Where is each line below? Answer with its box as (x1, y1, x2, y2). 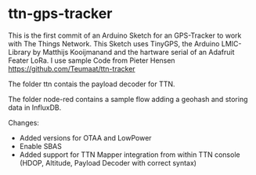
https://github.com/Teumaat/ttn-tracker (8, 64, 135, 73)
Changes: (8, 118, 39, 127)
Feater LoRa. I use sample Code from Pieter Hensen (8, 56, 175, 65)
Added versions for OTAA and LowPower (19, 133, 152, 142)
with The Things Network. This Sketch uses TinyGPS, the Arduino (8, 38, 220, 48)
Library (8, 47, 31, 57)
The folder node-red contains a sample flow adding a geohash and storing (8, 94, 248, 104)
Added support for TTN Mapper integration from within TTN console (19, 150, 240, 159)
